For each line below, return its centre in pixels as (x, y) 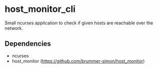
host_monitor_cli (40, 9)
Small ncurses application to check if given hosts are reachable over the (79, 23)
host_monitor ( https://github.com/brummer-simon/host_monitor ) (78, 61)
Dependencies (28, 44)
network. (14, 28)
